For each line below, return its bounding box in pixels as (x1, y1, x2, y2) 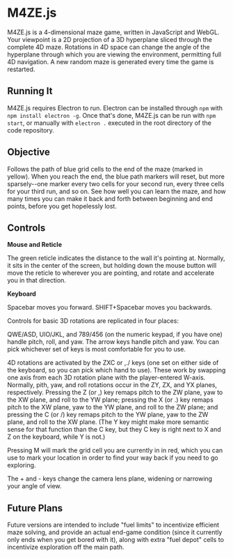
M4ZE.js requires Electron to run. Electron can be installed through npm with (7, 103, 223, 112)
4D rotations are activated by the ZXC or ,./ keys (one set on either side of (7, 359, 219, 367)
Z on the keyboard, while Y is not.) (7, 432, 106, 441)
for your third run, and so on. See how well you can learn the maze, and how (7, 187, 226, 195)
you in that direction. (7, 276, 66, 285)
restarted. (7, 65, 35, 73)
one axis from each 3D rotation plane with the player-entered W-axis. (7, 373, 206, 382)
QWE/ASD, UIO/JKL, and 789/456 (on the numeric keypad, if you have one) (7, 330, 223, 339)
